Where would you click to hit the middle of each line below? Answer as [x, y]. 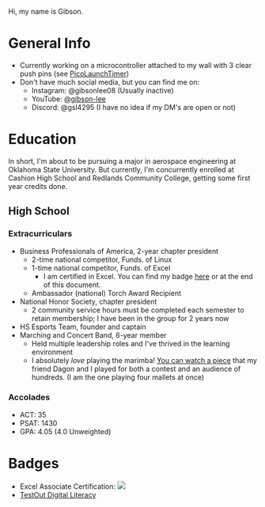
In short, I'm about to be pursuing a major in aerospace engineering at [122, 161]
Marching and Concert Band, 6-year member [93, 335]
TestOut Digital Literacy [58, 494]
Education [42, 140]
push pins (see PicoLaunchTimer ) [74, 74]
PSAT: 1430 [38, 423]
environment [52, 352]
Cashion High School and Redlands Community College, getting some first [129, 178]
